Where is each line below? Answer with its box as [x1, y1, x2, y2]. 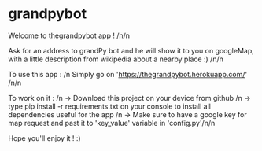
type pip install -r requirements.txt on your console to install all [8, 101, 211, 111]
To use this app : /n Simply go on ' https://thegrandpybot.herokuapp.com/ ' [8, 69, 248, 79]
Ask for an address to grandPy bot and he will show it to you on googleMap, [8, 46, 254, 55]
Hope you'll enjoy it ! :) [8, 133, 81, 142]
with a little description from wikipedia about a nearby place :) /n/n [8, 54, 224, 64]
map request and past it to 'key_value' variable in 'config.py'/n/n [8, 118, 216, 127]
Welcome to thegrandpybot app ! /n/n [8, 31, 131, 40]
